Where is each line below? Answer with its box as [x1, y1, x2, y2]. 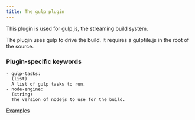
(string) [11, 91, 33, 98]
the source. [6, 43, 34, 50]
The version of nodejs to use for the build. [11, 96, 126, 102]
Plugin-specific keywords [6, 57, 82, 66]
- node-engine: [6, 86, 44, 92]
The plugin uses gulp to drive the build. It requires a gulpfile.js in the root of [6, 36, 190, 43]
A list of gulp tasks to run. [11, 81, 86, 87]
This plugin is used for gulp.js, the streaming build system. [6, 25, 148, 32]
